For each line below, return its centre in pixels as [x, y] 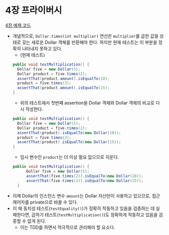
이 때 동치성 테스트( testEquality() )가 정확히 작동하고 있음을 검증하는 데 [83, 208]
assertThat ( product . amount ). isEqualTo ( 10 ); [63, 79]
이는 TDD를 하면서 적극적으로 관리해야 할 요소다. [68, 227]
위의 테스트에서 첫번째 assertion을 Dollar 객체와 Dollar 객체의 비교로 [87, 103]
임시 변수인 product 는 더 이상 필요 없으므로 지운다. [69, 157]
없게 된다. [37, 221]
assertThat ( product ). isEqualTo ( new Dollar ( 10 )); [69, 133]
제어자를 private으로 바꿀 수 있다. [45, 202]
